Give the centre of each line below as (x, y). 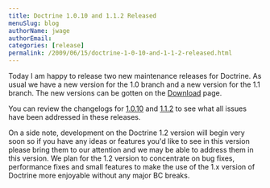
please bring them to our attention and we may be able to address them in (131, 150)
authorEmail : (30, 38)
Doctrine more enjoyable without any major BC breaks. (99, 175)
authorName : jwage (39, 31)
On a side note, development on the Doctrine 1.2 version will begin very (127, 133)
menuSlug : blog (34, 23)
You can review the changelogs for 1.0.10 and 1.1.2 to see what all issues (128, 108)
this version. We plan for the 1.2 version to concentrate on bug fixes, (122, 158)
